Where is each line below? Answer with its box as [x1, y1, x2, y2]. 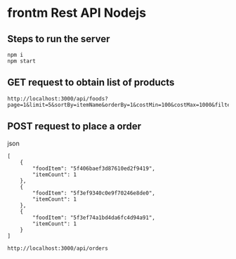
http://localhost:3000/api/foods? [7, 95, 109, 102]
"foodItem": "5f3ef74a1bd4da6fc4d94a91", [32, 214, 156, 221]
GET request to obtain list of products [7, 77, 175, 88]
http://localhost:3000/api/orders [7, 244, 109, 252]
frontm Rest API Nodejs [7, 5, 146, 21]
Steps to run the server [7, 33, 110, 45]
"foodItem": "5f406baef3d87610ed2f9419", [32, 165, 156, 172]
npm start [7, 58, 37, 65]
